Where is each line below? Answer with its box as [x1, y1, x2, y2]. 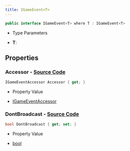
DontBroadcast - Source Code [5, 110, 79, 117]
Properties [5, 53, 39, 62]
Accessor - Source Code [5, 68, 65, 75]
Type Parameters [12, 30, 48, 36]
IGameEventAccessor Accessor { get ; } [5, 80, 85, 85]
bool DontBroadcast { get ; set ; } [5, 122, 77, 127]
